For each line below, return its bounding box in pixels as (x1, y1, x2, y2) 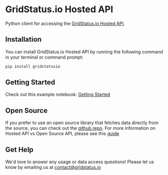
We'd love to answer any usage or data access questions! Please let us (5, 159, 154, 165)
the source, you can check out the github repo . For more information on (5, 125, 156, 131)
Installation (5, 35, 42, 44)
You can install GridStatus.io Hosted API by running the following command (5, 48, 163, 54)
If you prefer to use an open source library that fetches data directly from (5, 120, 159, 126)
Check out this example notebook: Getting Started (5, 92, 110, 98)
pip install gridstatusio (5, 64, 60, 69)
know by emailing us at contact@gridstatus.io (5, 164, 101, 170)
